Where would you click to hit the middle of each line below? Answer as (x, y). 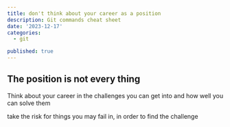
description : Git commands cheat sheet (64, 20)
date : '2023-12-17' (35, 26)
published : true (30, 51)
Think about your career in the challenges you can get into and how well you (115, 95)
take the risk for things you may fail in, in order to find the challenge (103, 116)
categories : (24, 33)
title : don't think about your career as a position (84, 13)
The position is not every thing (74, 79)
